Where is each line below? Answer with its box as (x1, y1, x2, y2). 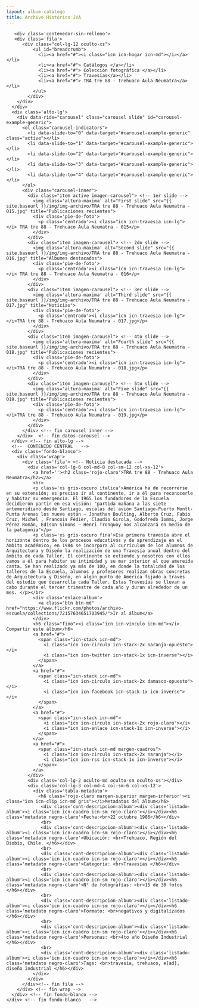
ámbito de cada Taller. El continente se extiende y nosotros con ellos (6, 553, 191, 559)
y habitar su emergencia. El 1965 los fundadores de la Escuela (6, 495, 169, 501)
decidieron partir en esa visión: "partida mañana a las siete (6, 501, 167, 507)
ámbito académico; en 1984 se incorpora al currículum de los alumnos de (6, 542, 194, 548)
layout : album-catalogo (6, 8, 66, 15)
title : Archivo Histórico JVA (6, 14, 82, 20)
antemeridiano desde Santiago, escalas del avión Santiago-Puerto (6, 505, 175, 512)
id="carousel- (147, 114, 183, 120)
